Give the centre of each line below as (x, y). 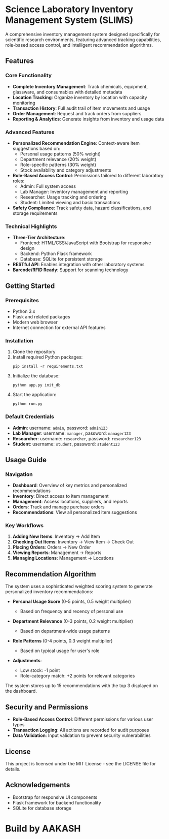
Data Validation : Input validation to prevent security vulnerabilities (81, 735)
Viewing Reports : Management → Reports (57, 553)
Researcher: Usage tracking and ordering (63, 197)
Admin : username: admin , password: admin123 (60, 428)
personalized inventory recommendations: (49, 592)
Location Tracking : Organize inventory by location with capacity (80, 97)
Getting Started (30, 286)
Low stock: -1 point (40, 670)
